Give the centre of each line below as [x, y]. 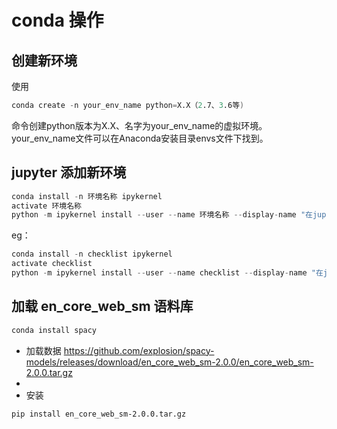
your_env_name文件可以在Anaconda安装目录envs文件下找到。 [140, 138]
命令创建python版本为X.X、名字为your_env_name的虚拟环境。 [139, 125]
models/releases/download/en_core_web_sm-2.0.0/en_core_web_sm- [169, 362]
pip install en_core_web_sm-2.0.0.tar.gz [99, 414]
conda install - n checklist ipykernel [92, 254]
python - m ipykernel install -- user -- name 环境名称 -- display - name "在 [162, 215]
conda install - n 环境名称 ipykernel [87, 196]
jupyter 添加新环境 [69, 172]
